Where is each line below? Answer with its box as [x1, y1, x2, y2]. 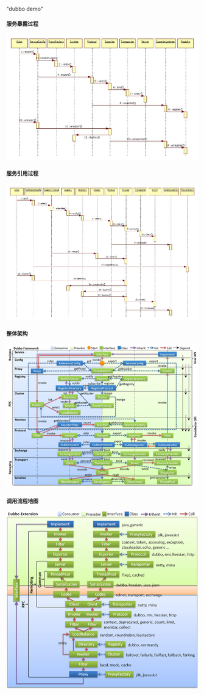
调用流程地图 [6, 497, 38, 504]
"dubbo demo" [6, 5, 44, 12]
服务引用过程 [6, 170, 38, 177]
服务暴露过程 [6, 20, 38, 27]
